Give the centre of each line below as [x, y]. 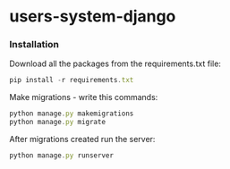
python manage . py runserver [62, 156]
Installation [34, 45]
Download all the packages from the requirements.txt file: [115, 63]
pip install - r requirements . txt [72, 80]
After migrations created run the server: [82, 139]
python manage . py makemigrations [72, 114]
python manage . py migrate [57, 123]
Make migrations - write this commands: [84, 97]
